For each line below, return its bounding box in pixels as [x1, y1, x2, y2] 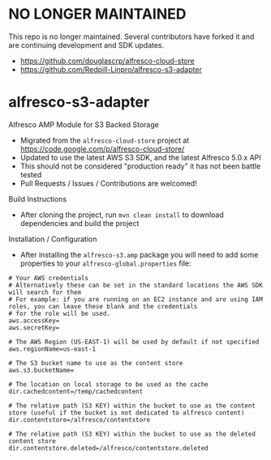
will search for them [8, 288, 82, 296]
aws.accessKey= [8, 317, 60, 325]
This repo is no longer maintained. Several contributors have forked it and [8, 32, 255, 41]
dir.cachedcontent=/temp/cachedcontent [8, 387, 144, 395]
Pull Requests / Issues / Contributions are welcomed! [19, 178, 197, 188]
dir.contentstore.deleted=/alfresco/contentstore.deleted [8, 444, 209, 452]
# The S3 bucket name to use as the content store [8, 359, 183, 367]
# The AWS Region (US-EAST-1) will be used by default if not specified [8, 338, 260, 346]
